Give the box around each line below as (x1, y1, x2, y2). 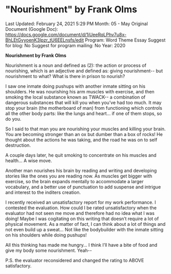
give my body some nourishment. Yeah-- (5, 247, 92, 253)
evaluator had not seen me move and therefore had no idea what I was (5, 210, 155, 216)
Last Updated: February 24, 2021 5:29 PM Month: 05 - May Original (5, 21, 148, 27)
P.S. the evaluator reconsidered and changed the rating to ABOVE (5, 257, 144, 263)
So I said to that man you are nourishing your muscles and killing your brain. (5, 126, 166, 132)
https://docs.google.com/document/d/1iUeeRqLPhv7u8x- (5, 31, 127, 37)
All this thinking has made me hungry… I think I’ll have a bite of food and (5, 242, 158, 248)
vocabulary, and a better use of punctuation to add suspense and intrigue (5, 184, 161, 190)
